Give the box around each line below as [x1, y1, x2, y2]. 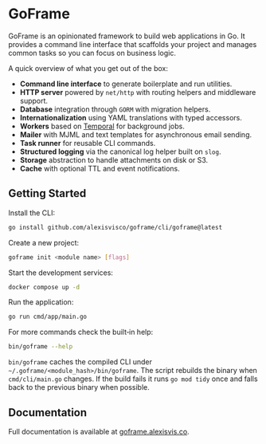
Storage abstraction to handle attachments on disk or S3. [19, 155, 209, 164]
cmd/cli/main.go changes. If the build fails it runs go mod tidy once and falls [8, 374, 258, 383]
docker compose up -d [8, 283, 80, 291]
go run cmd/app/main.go [8, 312, 88, 321]
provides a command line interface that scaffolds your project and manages [8, 39, 257, 49]
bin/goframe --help [8, 343, 73, 351]
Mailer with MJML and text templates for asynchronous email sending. [19, 129, 252, 139]
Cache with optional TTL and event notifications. [19, 163, 181, 173]
